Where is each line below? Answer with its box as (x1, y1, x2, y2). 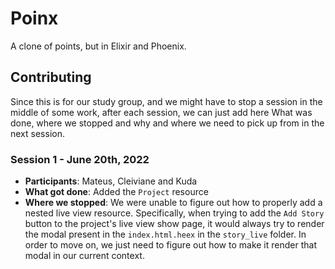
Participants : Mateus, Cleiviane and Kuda (24, 175, 198, 187)
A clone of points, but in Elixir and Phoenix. (10, 40, 187, 52)
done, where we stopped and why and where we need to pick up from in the (10, 117, 325, 129)
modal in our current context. (24, 250, 145, 262)
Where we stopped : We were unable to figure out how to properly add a (24, 197, 323, 209)
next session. (10, 127, 65, 139)
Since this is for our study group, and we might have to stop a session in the (10, 95, 323, 107)
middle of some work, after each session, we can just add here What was (10, 106, 313, 118)
